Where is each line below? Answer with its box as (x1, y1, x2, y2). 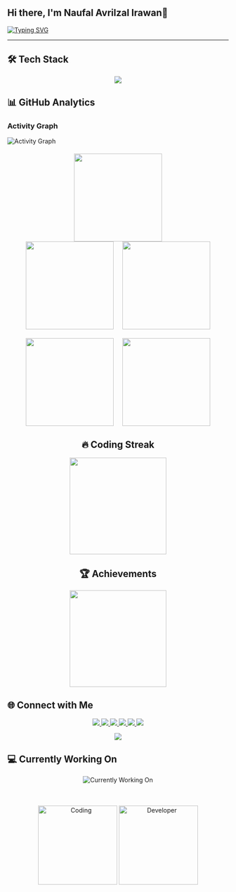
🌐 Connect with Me (7, 699, 93, 711)
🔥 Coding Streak (81, 439, 155, 451)
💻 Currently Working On (7, 754, 117, 765)
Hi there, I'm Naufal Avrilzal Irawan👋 (7, 7, 169, 19)
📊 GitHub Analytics (7, 96, 96, 109)
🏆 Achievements (79, 567, 157, 580)
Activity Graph (7, 121, 58, 131)
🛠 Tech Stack (7, 53, 69, 65)
